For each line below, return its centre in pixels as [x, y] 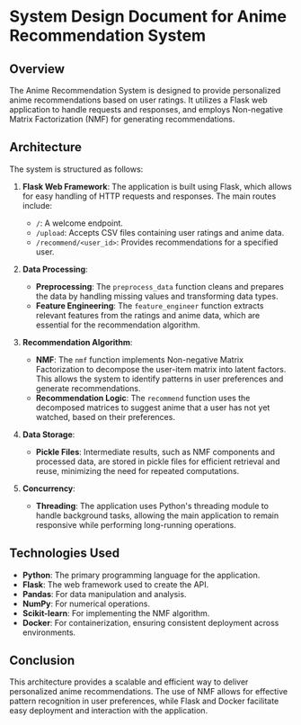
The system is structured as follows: [76, 169]
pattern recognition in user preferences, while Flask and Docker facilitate [144, 701]
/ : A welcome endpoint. [80, 223]
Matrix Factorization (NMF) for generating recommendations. [122, 119]
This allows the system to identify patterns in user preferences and [159, 379]
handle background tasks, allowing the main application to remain [157, 515]
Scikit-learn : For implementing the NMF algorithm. [116, 613]
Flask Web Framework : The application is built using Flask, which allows [157, 186]
